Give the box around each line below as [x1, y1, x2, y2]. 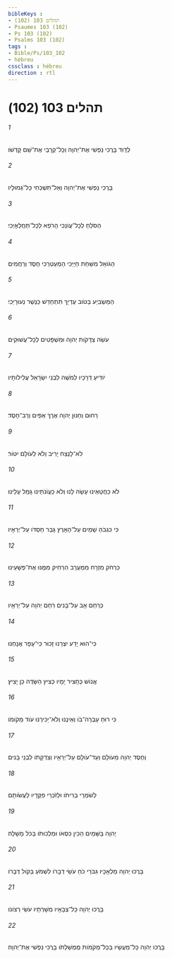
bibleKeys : [8, 10, 43, 18]
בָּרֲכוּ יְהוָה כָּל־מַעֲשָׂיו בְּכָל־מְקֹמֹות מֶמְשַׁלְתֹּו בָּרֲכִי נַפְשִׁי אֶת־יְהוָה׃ [8, 942, 165, 952]
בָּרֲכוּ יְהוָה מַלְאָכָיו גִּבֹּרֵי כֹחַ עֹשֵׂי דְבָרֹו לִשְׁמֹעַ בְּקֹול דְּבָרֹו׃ [8, 866, 144, 875]
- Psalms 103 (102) [8, 37, 66, 44]
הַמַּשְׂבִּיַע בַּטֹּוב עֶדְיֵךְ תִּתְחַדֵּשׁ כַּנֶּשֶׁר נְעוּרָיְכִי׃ [8, 297, 115, 305]
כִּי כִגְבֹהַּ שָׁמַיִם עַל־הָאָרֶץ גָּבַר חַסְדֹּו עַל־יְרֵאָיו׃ [8, 524, 119, 533]
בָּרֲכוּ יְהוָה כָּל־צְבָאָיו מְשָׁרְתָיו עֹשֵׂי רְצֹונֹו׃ [8, 904, 104, 913]
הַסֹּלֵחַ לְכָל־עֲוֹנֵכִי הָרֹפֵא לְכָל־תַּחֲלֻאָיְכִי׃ [8, 221, 102, 230]
